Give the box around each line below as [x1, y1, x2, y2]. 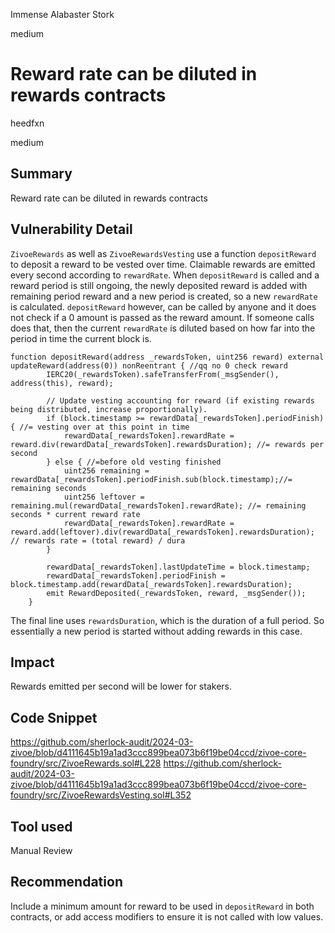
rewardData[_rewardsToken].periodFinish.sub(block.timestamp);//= [10, 474, 293, 484]
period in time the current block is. [10, 332, 152, 344]
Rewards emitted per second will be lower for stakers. [10, 680, 232, 693]
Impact [10, 654, 55, 671]
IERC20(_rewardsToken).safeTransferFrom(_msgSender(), [46, 369, 280, 379]
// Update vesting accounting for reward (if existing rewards [46, 395, 315, 406]
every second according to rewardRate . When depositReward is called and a [10, 269, 320, 281]
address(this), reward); [10, 378, 114, 388]
